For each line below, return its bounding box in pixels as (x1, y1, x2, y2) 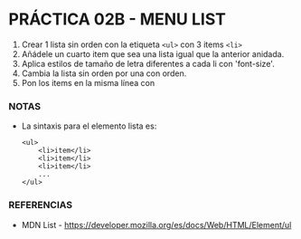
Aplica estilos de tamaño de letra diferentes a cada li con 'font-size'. (21, 58, 275, 69)
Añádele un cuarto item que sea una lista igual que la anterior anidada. (21, 48, 285, 59)
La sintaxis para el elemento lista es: (21, 120, 157, 131)
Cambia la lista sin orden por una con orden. (21, 68, 187, 79)
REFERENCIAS (8, 199, 73, 212)
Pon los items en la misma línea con (21, 77, 155, 88)
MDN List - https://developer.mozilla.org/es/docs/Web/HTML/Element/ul (21, 219, 292, 230)
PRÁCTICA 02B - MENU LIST (8, 9, 227, 30)
